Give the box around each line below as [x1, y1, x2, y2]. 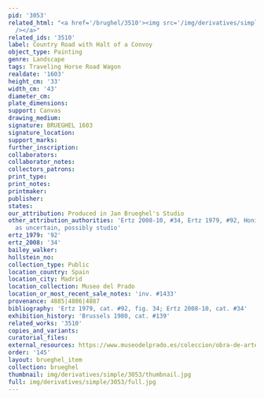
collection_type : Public [8, 261, 90, 269]
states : [8, 202, 34, 210]
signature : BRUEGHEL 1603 [8, 121, 93, 129]
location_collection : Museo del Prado [8, 283, 135, 291]
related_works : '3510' [8, 319, 82, 327]
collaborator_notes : [8, 158, 76, 166]
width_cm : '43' [8, 84, 58, 93]
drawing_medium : [8, 114, 61, 122]
